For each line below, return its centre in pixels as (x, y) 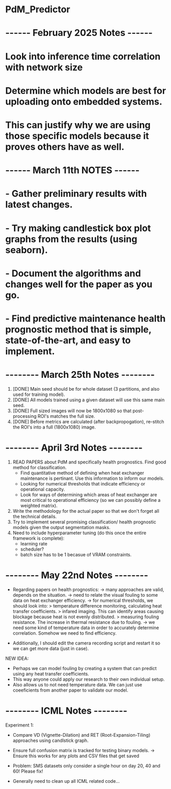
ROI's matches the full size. (66, 416)
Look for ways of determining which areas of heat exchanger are (89, 494)
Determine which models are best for (86, 90)
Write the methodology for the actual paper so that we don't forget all (86, 511)
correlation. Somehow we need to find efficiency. (65, 633)
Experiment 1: (20, 725)
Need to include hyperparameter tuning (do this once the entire (80, 533)
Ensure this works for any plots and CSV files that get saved (76, 756)
